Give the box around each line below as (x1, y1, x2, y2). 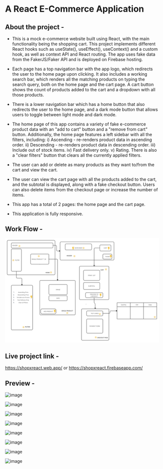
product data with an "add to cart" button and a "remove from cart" (12, 126, 148, 132)
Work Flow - (5, 225, 43, 233)
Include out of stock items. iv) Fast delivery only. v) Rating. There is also (12, 147, 157, 153)
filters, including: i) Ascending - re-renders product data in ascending (12, 137, 152, 143)
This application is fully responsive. (12, 211, 83, 217)
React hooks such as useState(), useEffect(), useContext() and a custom (12, 46, 158, 52)
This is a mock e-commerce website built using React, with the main (12, 36, 150, 41)
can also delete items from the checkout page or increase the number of (12, 187, 158, 192)
